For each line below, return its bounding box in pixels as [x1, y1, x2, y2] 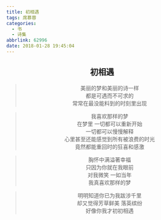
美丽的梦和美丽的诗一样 [80, 84, 139, 91]
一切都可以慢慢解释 [85, 127, 134, 135]
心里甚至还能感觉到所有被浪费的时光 [64, 135, 155, 143]
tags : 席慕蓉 [6, 15, 36, 21]
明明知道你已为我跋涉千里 [77, 191, 142, 199]
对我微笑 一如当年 [87, 171, 132, 179]
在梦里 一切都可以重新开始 [77, 120, 143, 127]
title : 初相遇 [6, 9, 39, 15]
